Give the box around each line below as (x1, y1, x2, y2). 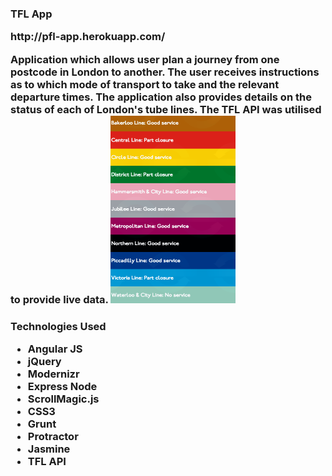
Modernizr (27, 367, 80, 381)
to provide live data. (10, 292, 109, 306)
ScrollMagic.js (27, 392, 100, 406)
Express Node (27, 379, 98, 393)
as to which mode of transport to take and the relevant (10, 77, 280, 91)
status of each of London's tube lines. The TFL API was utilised (10, 102, 322, 116)
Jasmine (27, 442, 71, 456)
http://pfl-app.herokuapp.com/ (10, 30, 166, 44)
